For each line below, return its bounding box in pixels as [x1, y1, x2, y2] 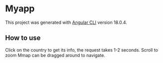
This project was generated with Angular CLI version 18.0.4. [5, 19, 128, 25]
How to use [5, 34, 41, 42]
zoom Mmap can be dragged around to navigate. [5, 52, 105, 58]
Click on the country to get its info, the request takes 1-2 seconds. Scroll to [5, 47, 158, 53]
